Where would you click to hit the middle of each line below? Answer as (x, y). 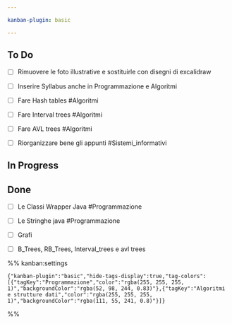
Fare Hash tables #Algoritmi (58, 100)
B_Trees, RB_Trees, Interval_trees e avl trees (81, 249)
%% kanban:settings (38, 263)
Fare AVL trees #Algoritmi (55, 129)
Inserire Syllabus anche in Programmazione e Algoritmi (97, 86)
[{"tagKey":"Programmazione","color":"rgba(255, (80, 283)
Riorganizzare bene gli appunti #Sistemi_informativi (92, 143)
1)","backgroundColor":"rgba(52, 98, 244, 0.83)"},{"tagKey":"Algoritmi (116, 289)
